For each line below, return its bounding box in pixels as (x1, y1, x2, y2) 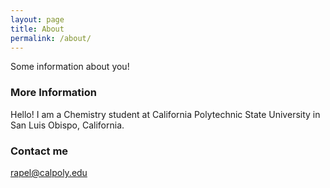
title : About (10, 24, 65, 34)
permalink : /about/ (10, 33, 92, 43)
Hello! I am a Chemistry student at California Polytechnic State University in (10, 108, 321, 120)
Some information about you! (10, 61, 130, 73)
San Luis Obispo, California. (10, 119, 125, 131)
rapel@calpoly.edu (10, 166, 88, 178)
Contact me (10, 144, 69, 158)
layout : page (10, 14, 65, 25)
